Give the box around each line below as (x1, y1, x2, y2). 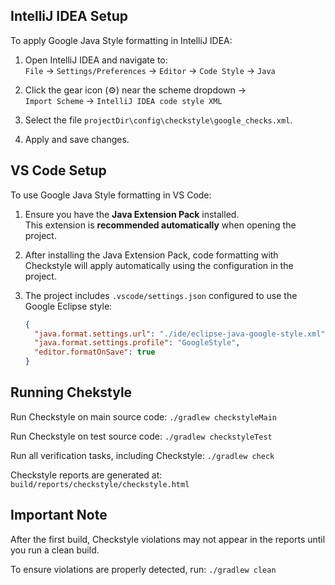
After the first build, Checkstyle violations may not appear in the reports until (10, 533, 326, 545)
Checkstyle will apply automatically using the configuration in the (24, 259, 294, 271)
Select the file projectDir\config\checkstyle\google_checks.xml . (24, 114, 293, 126)
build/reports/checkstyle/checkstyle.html (10, 479, 190, 489)
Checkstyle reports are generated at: (10, 469, 163, 481)
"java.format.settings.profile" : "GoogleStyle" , (34, 338, 241, 348)
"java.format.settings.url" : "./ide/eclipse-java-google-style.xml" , (34, 329, 330, 339)
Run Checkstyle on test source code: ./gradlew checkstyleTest (10, 430, 273, 442)
